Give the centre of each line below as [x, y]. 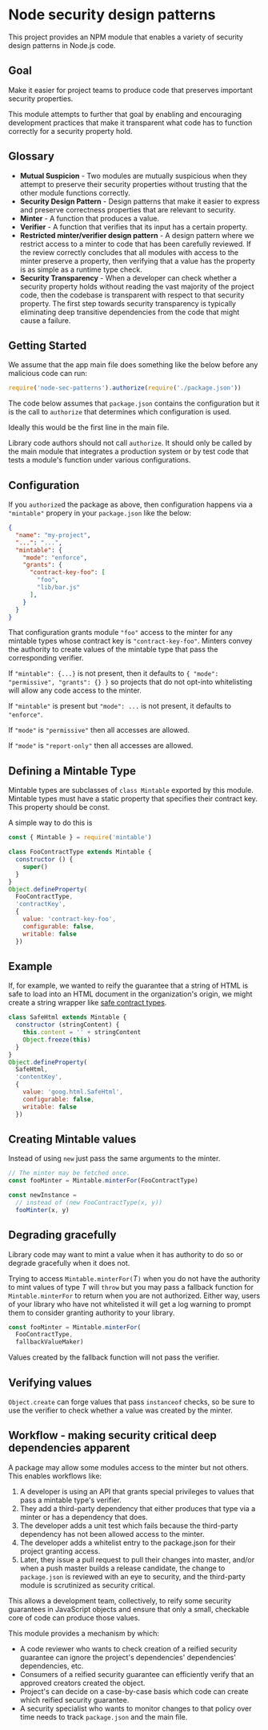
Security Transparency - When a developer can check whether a [128, 277]
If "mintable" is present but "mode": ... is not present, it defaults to [120, 706]
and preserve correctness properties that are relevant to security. [128, 209]
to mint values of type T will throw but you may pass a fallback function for [131, 1287]
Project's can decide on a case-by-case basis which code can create [134, 1691]
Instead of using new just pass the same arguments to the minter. [114, 1158]
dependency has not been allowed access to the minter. [112, 1534]
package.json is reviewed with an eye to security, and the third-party [132, 1576]
